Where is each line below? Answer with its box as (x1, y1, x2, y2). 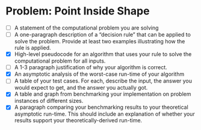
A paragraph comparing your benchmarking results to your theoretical (14, 104, 189, 111)
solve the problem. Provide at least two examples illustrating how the (14, 38, 185, 45)
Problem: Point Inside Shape (5, 4, 150, 18)
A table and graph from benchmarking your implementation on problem (14, 90, 191, 97)
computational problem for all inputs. (14, 57, 106, 64)
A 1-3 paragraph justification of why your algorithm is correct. (14, 64, 168, 71)
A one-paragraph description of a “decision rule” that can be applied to (14, 31, 191, 38)
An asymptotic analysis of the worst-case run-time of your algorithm (14, 70, 185, 78)
